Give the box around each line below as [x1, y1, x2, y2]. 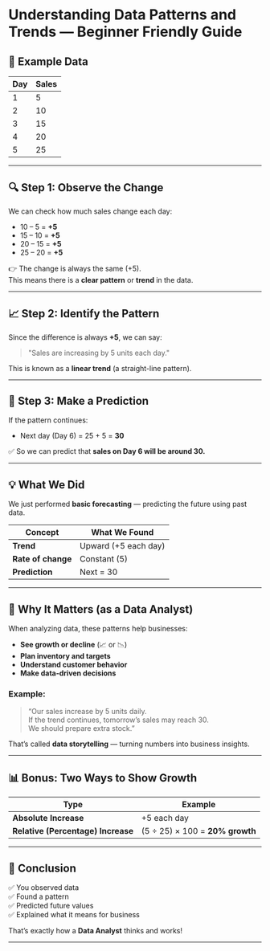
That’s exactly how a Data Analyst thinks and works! [8, 925, 183, 935]
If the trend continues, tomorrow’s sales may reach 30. [27, 715, 209, 724]
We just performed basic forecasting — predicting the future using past [8, 500, 247, 509]
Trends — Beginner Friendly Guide [8, 22, 243, 41]
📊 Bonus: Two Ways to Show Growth [8, 771, 198, 785]
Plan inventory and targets [19, 651, 111, 661]
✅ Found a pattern [8, 892, 70, 901]
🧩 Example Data [8, 55, 88, 68]
